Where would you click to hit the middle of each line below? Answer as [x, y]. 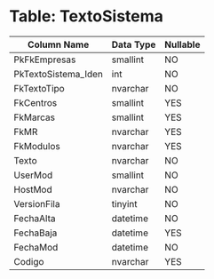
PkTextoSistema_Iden [59, 74]
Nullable [182, 44]
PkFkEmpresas [45, 60]
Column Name [59, 44]
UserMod [33, 175]
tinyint [124, 203]
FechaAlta [35, 218]
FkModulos [37, 146]
